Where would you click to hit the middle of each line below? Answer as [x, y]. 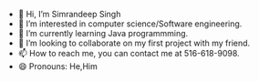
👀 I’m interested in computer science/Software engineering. [130, 24]
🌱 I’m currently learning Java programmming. [103, 33]
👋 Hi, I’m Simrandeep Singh [69, 14]
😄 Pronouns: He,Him [57, 66]
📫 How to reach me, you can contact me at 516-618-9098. [129, 53]
